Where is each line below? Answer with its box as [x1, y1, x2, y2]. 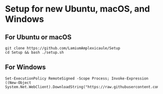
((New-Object [5, 80, 32, 85]
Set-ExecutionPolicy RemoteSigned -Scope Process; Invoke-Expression [5, 76, 149, 81]
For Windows [5, 63, 46, 71]
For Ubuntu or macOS [5, 33, 72, 41]
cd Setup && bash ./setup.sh [5, 50, 64, 55]
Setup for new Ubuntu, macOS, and [5, 3, 150, 15]
